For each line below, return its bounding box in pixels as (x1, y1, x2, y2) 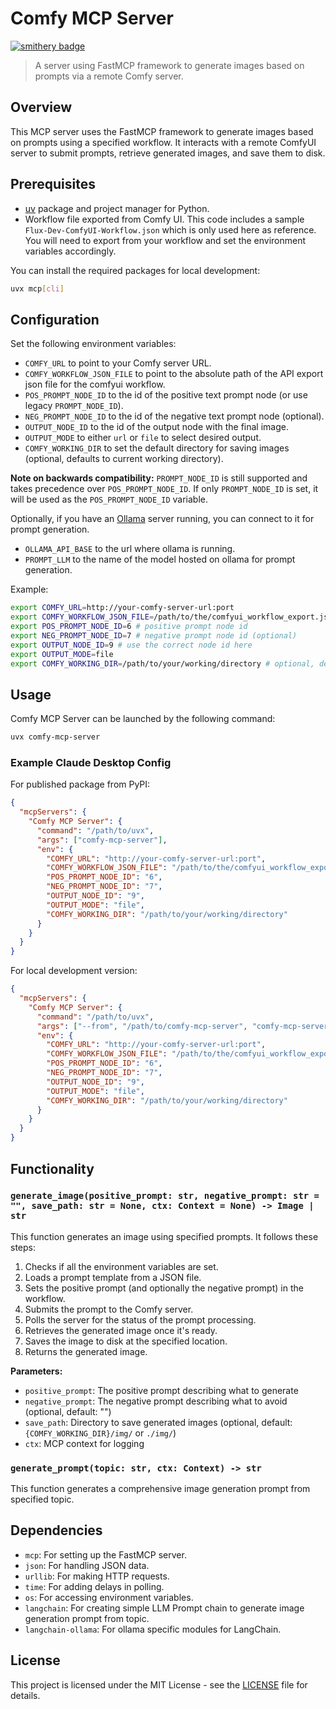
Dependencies (10, 1522, 103, 1539)
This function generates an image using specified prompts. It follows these (10, 1230, 319, 1242)
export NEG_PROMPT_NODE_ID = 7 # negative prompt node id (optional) (10, 630, 298, 641)
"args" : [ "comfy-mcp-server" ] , (36, 835, 168, 845)
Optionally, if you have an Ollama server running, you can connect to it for (10, 513, 315, 525)
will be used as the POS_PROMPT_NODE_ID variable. (10, 493, 209, 506)
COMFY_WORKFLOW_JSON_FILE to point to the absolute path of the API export (24, 368, 324, 380)
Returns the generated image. (24, 1345, 148, 1357)
